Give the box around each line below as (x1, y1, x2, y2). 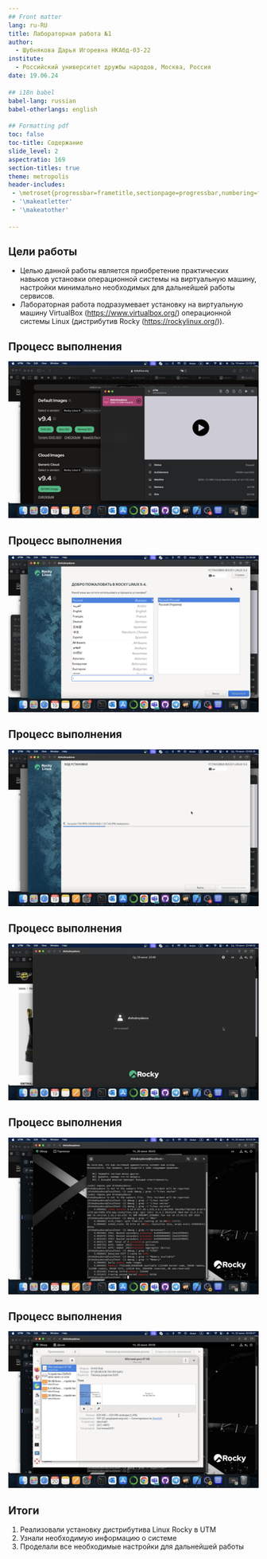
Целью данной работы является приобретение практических (19, 266, 229, 275)
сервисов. (19, 291, 56, 301)
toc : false (8, 131, 44, 139)
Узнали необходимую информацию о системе (19, 1534, 177, 1543)
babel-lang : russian (8, 96, 77, 105)
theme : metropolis (8, 172, 69, 181)
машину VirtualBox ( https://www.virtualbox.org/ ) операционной (19, 308, 232, 318)
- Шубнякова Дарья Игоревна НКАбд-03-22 (15, 46, 151, 55)
